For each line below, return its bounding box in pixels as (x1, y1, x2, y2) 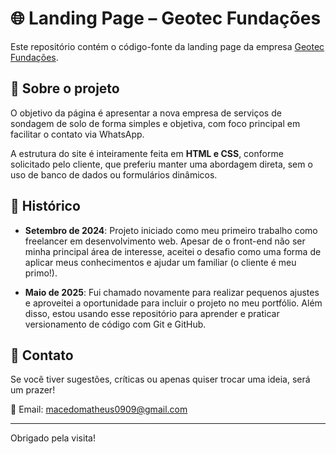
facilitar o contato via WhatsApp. (10, 128, 145, 140)
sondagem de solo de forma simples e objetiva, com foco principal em (10, 117, 301, 129)
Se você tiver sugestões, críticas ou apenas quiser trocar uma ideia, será (10, 373, 311, 386)
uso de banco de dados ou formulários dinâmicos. (10, 168, 218, 181)
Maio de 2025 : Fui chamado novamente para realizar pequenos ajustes (24, 286, 320, 298)
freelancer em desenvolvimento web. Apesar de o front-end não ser (24, 235, 306, 247)
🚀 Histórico (10, 198, 81, 215)
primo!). (24, 267, 58, 279)
